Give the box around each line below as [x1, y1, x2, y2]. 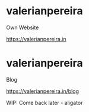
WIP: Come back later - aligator [6, 99, 83, 106]
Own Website [6, 24, 39, 31]
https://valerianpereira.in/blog [6, 88, 79, 95]
